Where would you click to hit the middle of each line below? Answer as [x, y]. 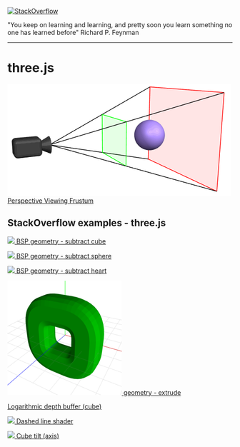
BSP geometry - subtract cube [61, 241]
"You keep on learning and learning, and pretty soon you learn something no [120, 25]
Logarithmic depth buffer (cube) [55, 406]
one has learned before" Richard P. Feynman [73, 32]
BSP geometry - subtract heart [61, 271]
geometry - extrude [152, 392]
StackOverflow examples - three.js [87, 223]
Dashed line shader [45, 421]
